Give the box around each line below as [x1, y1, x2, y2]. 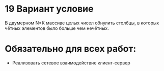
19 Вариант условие [5, 3, 94, 15]
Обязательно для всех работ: [5, 43, 136, 55]
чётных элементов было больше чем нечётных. [5, 25, 109, 31]
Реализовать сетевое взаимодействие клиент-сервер [12, 59, 130, 66]
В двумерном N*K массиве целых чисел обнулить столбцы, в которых [5, 20, 159, 26]
